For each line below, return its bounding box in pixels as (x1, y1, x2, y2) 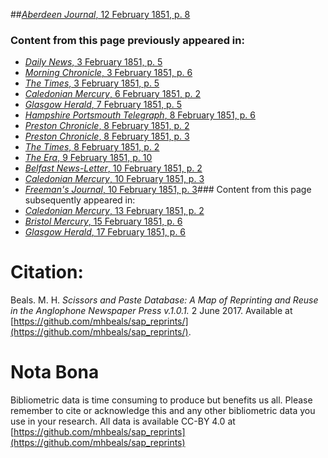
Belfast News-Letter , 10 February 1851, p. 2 (24, 162, 203, 174)
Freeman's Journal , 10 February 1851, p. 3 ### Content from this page (24, 184, 312, 196)
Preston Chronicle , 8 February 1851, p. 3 (24, 130, 190, 143)
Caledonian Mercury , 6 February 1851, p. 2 (24, 88, 202, 100)
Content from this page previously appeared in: (10, 33, 245, 47)
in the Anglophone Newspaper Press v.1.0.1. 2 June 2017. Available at (10, 305, 293, 317)
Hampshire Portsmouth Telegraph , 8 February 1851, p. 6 (24, 109, 256, 121)
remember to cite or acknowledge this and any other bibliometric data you (10, 405, 316, 417)
